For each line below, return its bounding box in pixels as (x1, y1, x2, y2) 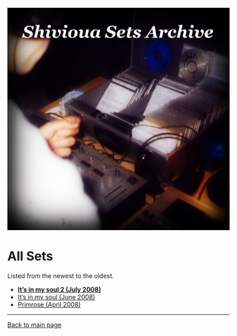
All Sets (7, 248, 54, 265)
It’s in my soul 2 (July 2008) (17, 285, 102, 294)
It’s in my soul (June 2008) (17, 292, 95, 301)
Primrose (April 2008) (17, 300, 81, 308)
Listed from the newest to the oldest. (7, 271, 114, 280)
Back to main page (7, 320, 62, 329)
